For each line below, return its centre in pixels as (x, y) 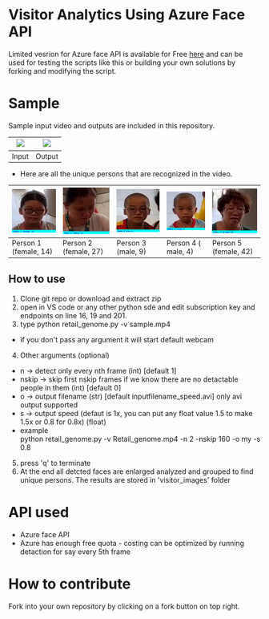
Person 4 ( (184, 243)
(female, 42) (233, 252)
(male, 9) (131, 252)
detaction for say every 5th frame (75, 552)
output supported (49, 405)
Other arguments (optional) (64, 355)
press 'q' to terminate (55, 463)
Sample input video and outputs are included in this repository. (112, 125)
